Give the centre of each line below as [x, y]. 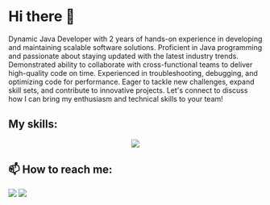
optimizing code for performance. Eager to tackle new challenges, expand [131, 82]
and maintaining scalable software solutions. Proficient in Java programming [135, 47]
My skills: [33, 124]
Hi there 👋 [42, 17]
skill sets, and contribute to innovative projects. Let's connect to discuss [128, 90]
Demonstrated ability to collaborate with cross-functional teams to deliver [131, 65]
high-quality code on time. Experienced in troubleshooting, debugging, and [133, 73]
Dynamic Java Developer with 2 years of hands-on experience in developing [135, 39]
